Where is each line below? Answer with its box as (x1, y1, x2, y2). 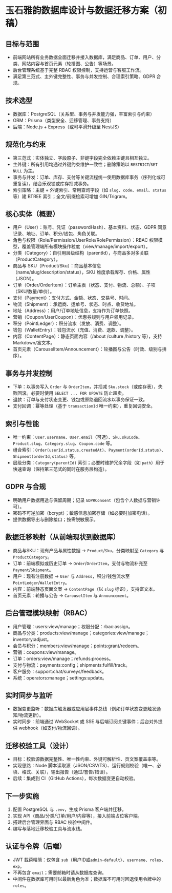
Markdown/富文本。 (12, 340, 55, 346)
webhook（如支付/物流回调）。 (18, 725, 83, 731)
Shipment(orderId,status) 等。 (12, 453, 78, 459)
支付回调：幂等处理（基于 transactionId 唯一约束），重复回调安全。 (12, 403, 155, 409)
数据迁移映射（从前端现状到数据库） (5, 533, 120, 541)
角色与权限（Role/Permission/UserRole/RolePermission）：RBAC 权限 (12, 237, 159, 243)
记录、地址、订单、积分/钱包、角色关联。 (12, 230, 100, 237)
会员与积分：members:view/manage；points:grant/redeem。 (12, 643, 142, 649)
